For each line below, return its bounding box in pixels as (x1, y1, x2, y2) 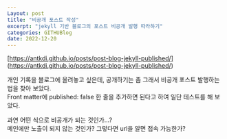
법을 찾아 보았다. (7, 84, 52, 92)
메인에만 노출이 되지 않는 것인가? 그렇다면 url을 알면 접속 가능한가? (7, 125, 186, 133)
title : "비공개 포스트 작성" (7, 16, 79, 23)
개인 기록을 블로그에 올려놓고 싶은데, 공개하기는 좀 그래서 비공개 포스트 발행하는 (7, 76, 220, 84)
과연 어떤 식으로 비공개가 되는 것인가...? (7, 116, 112, 124)
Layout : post (7, 10, 45, 17)
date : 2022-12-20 (7, 36, 57, 42)
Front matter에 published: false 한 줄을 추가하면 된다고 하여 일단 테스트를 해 (7, 93, 213, 101)
